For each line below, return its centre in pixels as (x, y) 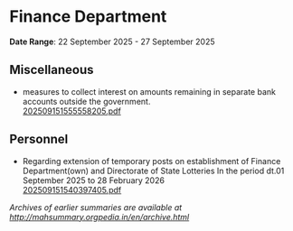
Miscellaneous (52, 70)
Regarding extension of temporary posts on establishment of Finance (151, 161)
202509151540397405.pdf (72, 189)
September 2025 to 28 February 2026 (94, 180)
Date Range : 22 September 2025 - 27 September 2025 (112, 42)
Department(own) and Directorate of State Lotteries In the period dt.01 (153, 171)
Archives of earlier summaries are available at (96, 207)
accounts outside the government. (86, 101)
